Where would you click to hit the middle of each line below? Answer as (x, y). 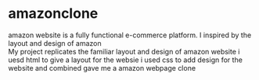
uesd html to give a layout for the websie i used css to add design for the (125, 60)
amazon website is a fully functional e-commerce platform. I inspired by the (130, 35)
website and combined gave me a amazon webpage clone (102, 68)
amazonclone (53, 14)
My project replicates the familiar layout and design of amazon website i (124, 51)
